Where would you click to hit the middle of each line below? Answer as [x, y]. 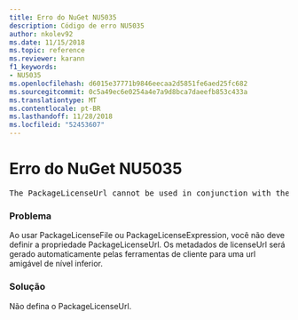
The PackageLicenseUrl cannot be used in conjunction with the [149, 193]
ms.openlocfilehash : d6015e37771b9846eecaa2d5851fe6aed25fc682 [129, 84]
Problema [30, 216]
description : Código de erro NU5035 [77, 26]
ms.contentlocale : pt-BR [55, 108]
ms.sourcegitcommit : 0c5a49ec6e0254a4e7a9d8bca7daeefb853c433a [129, 92]
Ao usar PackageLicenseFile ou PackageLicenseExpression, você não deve [147, 236]
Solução [27, 287]
